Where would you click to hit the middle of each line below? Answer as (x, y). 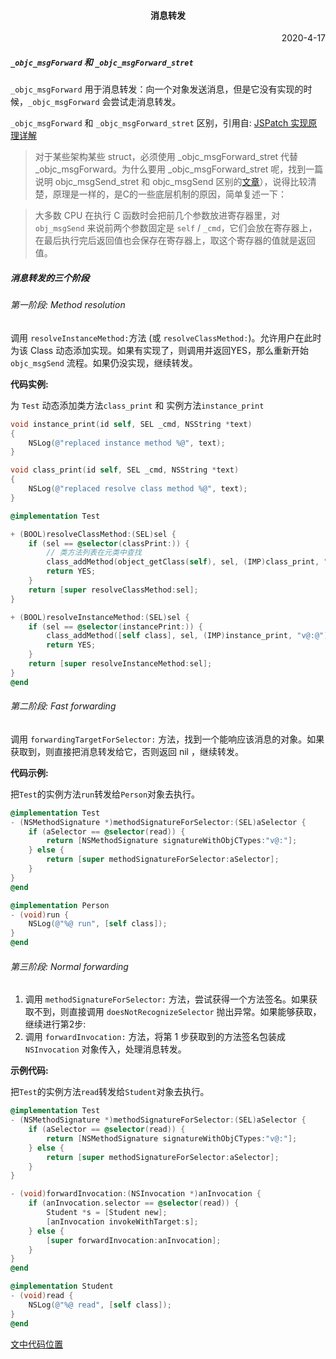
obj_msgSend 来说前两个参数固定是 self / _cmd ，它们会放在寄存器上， (176, 228)
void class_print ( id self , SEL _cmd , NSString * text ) (125, 470)
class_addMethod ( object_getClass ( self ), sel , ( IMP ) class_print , (183, 562)
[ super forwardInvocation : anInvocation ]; (134, 1240)
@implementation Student (62, 1286)
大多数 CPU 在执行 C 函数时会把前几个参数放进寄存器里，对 (157, 216)
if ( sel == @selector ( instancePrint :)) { (115, 626)
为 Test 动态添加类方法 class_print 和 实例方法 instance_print (137, 405)
